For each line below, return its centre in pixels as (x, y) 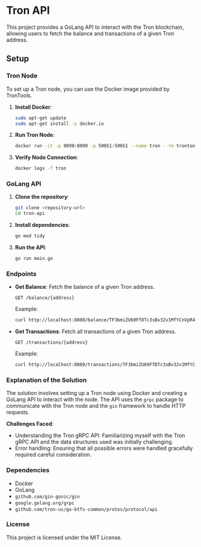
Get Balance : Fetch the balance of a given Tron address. (85, 287)
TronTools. (19, 95)
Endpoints (22, 274)
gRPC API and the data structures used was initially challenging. (94, 442)
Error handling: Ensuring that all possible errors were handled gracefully (104, 449)
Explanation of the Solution (46, 380)
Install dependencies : (42, 225)
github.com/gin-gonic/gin (47, 497)
